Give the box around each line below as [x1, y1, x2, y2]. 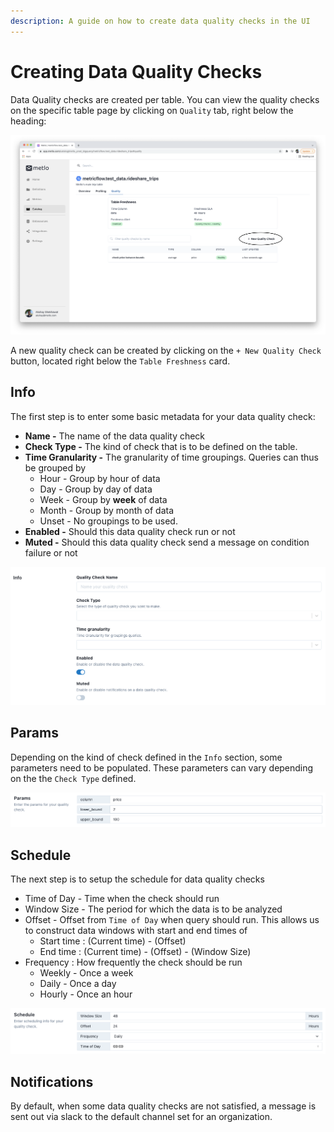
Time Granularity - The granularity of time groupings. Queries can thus [24, 451, 319, 463]
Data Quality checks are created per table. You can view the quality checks [10, 93, 320, 105]
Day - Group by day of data [39, 483, 153, 495]
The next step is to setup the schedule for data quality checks [10, 873, 265, 885]
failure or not [24, 546, 78, 559]
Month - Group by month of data [39, 504, 175, 516]
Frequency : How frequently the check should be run [24, 956, 243, 969]
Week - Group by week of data [39, 493, 168, 505]
